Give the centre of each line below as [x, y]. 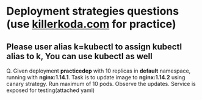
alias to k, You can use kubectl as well [79, 56]
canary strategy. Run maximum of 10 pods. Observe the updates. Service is [101, 84]
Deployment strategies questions [92, 11]
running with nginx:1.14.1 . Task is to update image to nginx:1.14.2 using [96, 77]
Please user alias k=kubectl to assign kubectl [94, 47]
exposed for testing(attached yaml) [51, 90]
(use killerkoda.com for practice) [91, 24]
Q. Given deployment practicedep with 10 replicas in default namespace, [99, 71]
